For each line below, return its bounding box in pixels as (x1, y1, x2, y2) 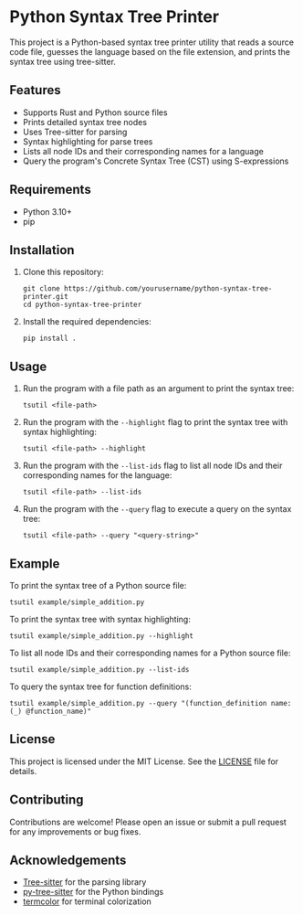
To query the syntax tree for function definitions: (9, 681, 192, 692)
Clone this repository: (22, 267, 104, 278)
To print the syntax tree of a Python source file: (9, 580, 187, 590)
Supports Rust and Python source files (22, 107, 168, 118)
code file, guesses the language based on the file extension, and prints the (9, 46, 290, 57)
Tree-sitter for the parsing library (22, 877, 147, 888)
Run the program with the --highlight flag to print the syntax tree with (22, 417, 288, 428)
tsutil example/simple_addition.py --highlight (9, 632, 194, 641)
